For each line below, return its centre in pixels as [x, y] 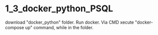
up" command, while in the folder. [59, 27]
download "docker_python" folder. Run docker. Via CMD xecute [70, 22]
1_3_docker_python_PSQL [59, 9]
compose [15, 27]
